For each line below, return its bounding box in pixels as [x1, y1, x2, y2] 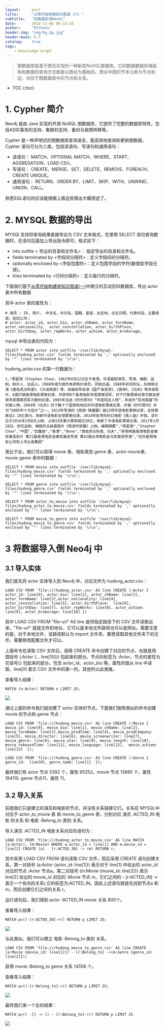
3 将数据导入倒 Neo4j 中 [5, 543, 102, 554]
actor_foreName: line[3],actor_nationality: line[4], [5, 597, 118, 602]
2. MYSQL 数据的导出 [5, 214, 92, 226]
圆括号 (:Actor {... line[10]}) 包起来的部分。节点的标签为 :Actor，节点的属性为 [5, 654, 161, 660]
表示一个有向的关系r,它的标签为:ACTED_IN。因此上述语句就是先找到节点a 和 [5, 880, 159, 886]
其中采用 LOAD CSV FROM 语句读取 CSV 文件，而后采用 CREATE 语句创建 [5, 856, 155, 861]
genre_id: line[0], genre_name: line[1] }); [5, 760, 102, 765]
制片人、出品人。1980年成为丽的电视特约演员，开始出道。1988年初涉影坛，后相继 [12, 382, 155, 387]
